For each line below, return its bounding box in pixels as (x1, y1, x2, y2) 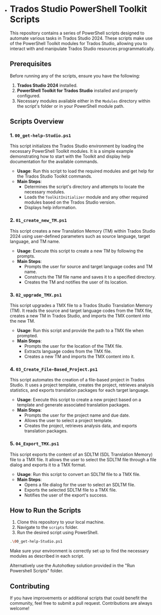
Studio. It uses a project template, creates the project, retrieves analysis (9, 382, 154, 388)
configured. (17, 93, 40, 98)
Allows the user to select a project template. (24, 418, 113, 424)
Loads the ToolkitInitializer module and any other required (24, 194, 148, 200)
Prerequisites (9, 60, 52, 68)
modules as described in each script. (9, 553, 84, 559)
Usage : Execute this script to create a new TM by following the (17, 248, 143, 254)
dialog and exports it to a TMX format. (9, 462, 86, 468)
